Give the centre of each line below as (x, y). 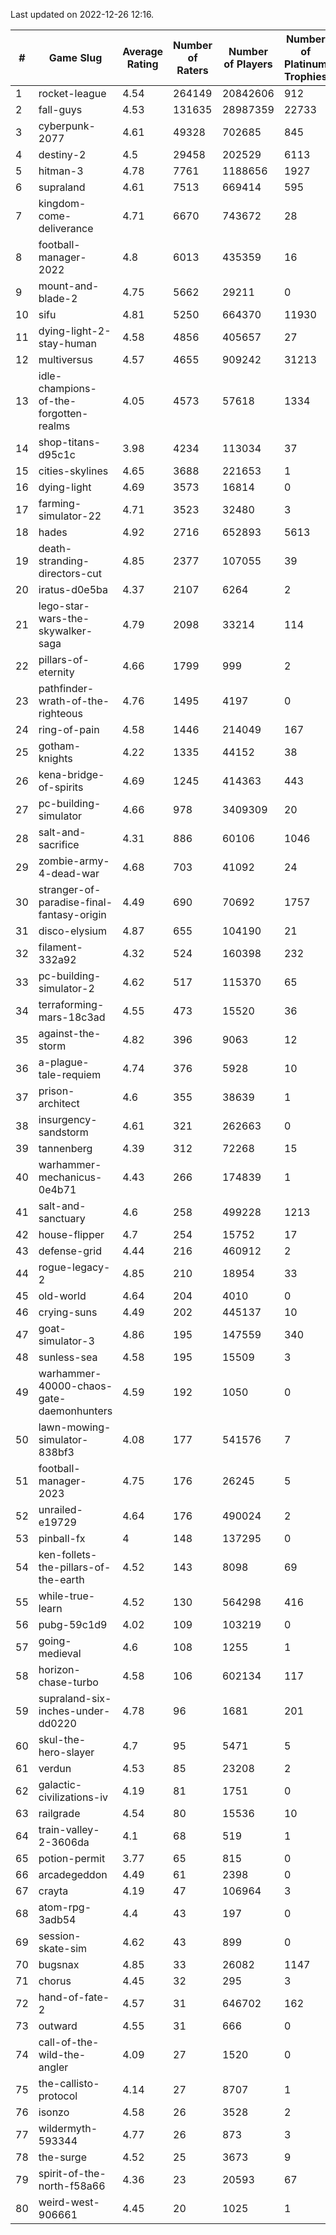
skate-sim (63, 1948)
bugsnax (59, 1964)
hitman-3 (61, 171)
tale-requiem (70, 1074)
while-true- (67, 1596)
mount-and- (69, 286)
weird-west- (69, 2202)
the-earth (61, 1579)
